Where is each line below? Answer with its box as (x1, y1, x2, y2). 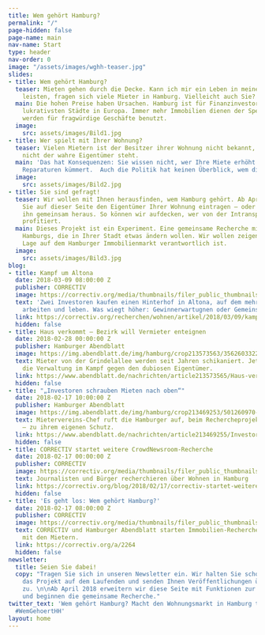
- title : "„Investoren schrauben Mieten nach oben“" (8, 387, 185, 395)
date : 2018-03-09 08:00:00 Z (15, 276, 111, 285)
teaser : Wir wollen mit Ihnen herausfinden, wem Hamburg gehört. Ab (15, 195, 245, 203)
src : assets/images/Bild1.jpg (22, 129, 122, 137)
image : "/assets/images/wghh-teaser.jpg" (8, 63, 147, 71)
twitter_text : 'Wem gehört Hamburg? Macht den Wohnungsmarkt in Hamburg (8, 599, 252, 607)
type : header (8, 48, 51, 56)
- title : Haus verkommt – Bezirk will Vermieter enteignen (8, 327, 207, 336)
